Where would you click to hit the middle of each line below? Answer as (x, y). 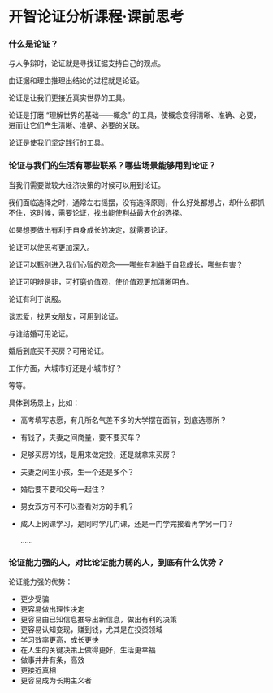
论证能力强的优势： (41, 582)
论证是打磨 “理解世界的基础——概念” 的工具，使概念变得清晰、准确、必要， (135, 115)
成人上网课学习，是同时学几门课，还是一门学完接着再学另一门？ (127, 523)
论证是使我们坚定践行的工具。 (58, 142)
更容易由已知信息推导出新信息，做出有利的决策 (98, 620)
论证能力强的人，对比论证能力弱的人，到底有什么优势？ (117, 562)
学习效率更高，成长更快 (59, 640)
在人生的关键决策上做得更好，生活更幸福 (88, 650)
